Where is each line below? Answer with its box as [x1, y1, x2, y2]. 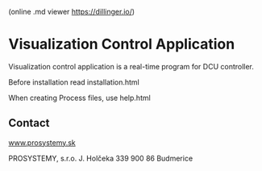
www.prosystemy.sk [8, 137, 77, 148]
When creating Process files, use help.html [8, 93, 151, 102]
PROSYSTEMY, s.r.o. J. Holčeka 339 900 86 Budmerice [8, 153, 193, 163]
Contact [8, 116, 50, 130]
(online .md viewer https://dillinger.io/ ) [8, 7, 135, 16]
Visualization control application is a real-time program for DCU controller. [8, 61, 254, 71]
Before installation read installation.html [8, 77, 139, 87]
